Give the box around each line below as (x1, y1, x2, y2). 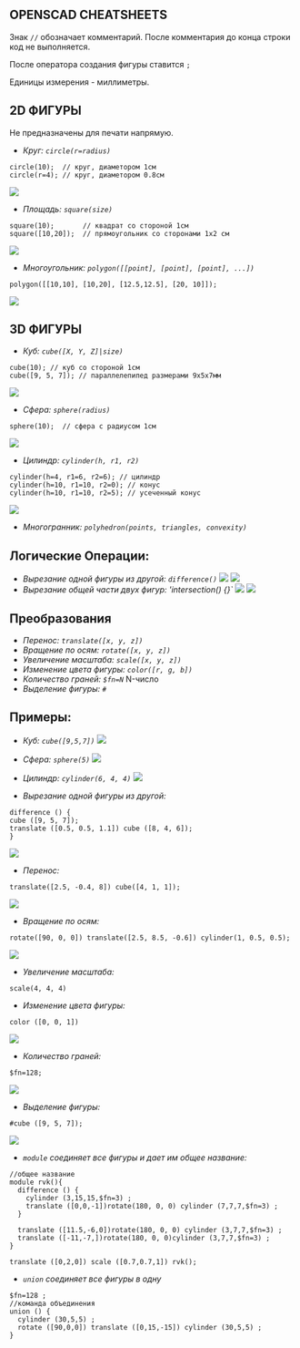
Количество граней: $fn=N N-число (22, 674, 159, 684)
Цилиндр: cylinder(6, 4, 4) (22, 772, 132, 783)
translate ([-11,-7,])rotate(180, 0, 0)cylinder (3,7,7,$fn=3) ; (17, 1233, 271, 1242)
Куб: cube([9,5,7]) (22, 735, 95, 746)
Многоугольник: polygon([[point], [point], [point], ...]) (22, 262, 255, 273)
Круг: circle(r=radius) (22, 145, 112, 156)
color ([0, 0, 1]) (9, 1017, 79, 1026)
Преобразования (9, 611, 112, 626)
